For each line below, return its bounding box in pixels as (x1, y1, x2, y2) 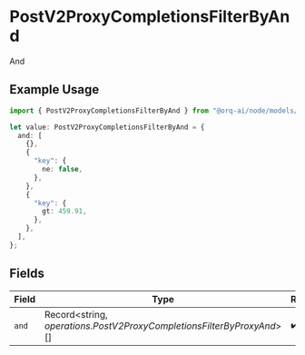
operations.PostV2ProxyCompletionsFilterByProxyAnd (44, 320, 277, 332)
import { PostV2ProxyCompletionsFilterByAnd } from (9, 106, 209, 115)
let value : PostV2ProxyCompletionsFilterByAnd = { (9, 123, 205, 132)
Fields (9, 266, 45, 281)
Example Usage (9, 82, 100, 97)
